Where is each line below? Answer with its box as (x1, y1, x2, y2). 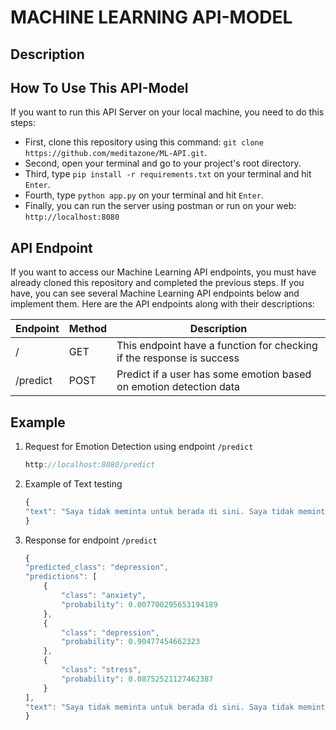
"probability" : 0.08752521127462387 (61, 674, 214, 684)
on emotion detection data (116, 380, 240, 394)
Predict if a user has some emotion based (116, 367, 312, 381)
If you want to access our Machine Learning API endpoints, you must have (10, 266, 317, 278)
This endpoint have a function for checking (116, 339, 318, 353)
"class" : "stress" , (61, 665, 142, 675)
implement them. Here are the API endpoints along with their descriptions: (10, 298, 315, 310)
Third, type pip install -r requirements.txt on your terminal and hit (24, 168, 312, 180)
